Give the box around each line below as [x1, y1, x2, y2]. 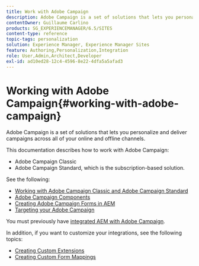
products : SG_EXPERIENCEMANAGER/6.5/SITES [6, 25, 113, 31]
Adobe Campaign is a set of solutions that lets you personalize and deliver [6, 129, 188, 136]
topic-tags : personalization [6, 36, 78, 42]
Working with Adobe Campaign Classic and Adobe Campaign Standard [14, 188, 188, 195]
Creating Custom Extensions [14, 247, 85, 254]
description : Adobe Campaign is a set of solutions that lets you [6, 14, 174, 20]
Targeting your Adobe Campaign [14, 206, 95, 214]
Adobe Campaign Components [14, 194, 91, 201]
